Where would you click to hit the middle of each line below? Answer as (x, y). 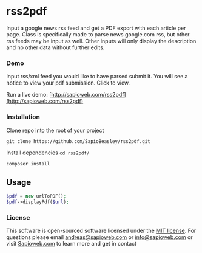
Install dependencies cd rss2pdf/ (48, 153)
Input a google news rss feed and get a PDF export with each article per (96, 28)
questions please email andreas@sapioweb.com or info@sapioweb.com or (99, 237)
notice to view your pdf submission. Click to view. (68, 83)
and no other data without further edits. (56, 47)
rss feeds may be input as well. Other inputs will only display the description (101, 41)
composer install (28, 164)
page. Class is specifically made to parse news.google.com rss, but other (98, 34)
